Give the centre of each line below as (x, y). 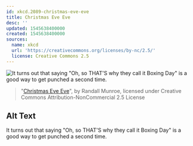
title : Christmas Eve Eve (38, 17)
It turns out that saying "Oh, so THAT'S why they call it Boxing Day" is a (94, 130)
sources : (17, 39)
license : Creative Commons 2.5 (50, 56)
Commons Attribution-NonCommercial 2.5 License (83, 97)
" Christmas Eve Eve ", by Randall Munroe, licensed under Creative (101, 91)
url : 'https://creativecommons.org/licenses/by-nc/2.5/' (84, 51)
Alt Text (21, 116)
